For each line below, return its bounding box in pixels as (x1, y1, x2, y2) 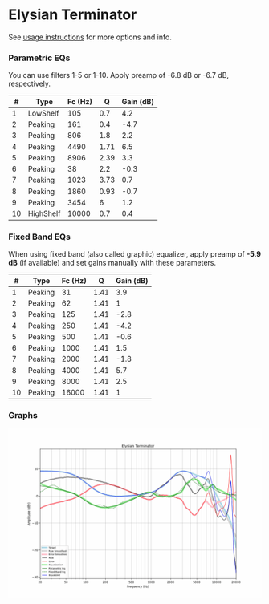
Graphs (8, 410, 38, 421)
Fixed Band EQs (8, 231, 71, 242)
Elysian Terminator (8, 6, 137, 24)
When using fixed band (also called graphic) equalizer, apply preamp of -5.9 (8, 249, 262, 259)
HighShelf (27, 209, 61, 218)
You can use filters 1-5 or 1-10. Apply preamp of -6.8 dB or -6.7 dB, (8, 71, 230, 80)
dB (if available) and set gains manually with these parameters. (8, 258, 217, 268)
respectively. (8, 79, 51, 89)
